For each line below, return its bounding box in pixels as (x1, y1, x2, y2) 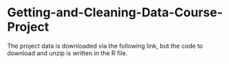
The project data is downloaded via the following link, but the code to (7, 42, 204, 50)
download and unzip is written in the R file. (7, 49, 128, 57)
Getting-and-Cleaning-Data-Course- (7, 5, 223, 20)
